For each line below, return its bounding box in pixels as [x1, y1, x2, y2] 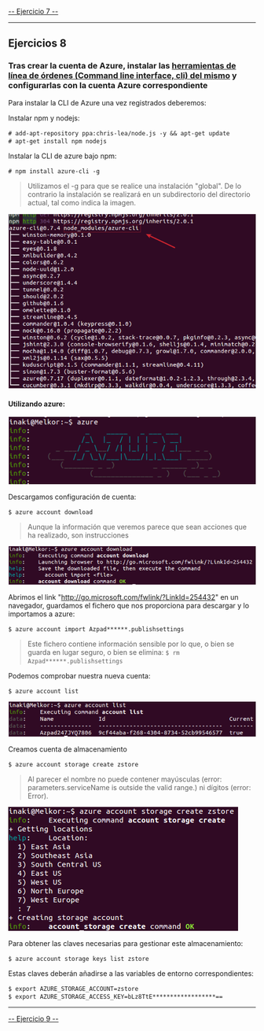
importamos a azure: [8, 609, 75, 619]
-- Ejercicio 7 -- [8, 7, 59, 16]
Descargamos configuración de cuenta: [8, 492, 137, 501]
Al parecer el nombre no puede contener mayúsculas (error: [27, 774, 222, 784]
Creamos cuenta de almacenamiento [8, 745, 127, 754]
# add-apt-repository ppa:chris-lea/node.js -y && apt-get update [8, 129, 230, 137]
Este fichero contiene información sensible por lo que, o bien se [27, 639, 234, 649]
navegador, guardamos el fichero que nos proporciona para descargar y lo [8, 601, 250, 611]
